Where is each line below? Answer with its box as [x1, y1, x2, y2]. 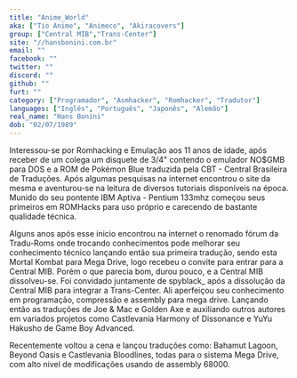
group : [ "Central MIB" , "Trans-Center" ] [9, 29, 157, 38]
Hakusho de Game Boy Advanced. [9, 323, 135, 334]
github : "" [9, 79, 50, 88]
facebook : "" [9, 54, 58, 63]
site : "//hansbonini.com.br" [9, 37, 117, 47]
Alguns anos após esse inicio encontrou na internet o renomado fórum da [9, 229, 279, 238]
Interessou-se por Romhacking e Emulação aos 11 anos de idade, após [9, 145, 268, 156]
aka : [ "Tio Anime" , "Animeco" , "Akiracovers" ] [9, 21, 185, 30]
